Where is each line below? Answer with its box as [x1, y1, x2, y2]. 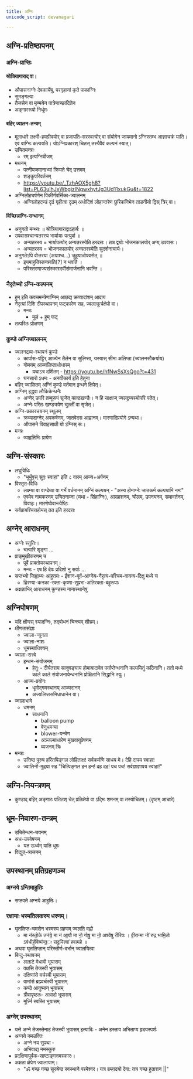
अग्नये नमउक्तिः [14, 1033, 44, 1040]
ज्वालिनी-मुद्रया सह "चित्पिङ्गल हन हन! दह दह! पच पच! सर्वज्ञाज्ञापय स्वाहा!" [23, 763, 163, 770]
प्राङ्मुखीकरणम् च [14, 552, 47, 560]
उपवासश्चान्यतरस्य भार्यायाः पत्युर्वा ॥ [14, 232, 81, 239]
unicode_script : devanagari [6, 14, 75, 20]
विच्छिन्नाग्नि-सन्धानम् [6, 212, 44, 219]
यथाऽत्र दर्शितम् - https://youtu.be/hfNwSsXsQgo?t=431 [32, 368, 156, 375]
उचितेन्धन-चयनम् [14, 829, 47, 836]
